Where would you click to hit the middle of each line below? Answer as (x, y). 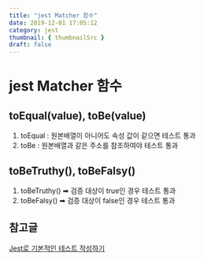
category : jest (34, 30)
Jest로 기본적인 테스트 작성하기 (57, 248)
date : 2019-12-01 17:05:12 (53, 23)
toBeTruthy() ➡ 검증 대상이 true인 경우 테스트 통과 (98, 191)
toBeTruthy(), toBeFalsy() (72, 171)
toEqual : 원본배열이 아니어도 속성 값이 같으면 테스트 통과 (108, 136)
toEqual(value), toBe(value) (78, 115)
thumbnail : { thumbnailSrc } (57, 37)
